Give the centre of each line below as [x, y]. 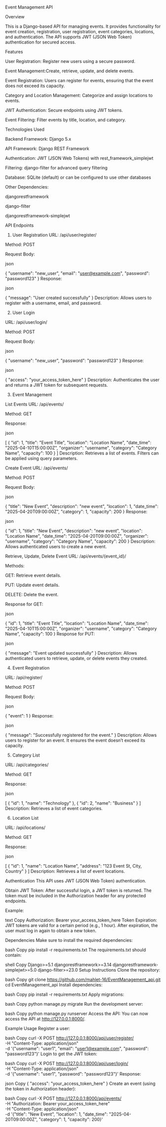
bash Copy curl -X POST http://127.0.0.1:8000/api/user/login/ [67, 1063]
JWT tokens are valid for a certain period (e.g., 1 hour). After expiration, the [82, 925]
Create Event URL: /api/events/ [37, 468]
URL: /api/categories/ [27, 765]
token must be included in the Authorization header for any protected [76, 896]
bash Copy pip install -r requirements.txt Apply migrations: [65, 994]
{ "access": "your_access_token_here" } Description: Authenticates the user [82, 380]
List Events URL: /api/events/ [35, 404]
